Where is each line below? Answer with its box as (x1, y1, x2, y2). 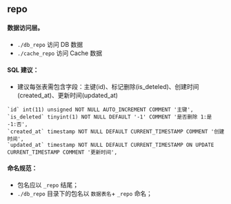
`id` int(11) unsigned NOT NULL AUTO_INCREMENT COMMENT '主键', (7, 106, 194, 113)
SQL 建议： (7, 66, 39, 74)
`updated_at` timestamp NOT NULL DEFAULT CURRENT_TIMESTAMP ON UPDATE (7, 141, 214, 148)
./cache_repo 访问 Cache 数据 (17, 49, 103, 57)
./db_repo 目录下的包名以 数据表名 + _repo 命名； (17, 190, 153, 197)
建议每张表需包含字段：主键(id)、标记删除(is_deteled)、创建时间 (17, 82, 199, 90)
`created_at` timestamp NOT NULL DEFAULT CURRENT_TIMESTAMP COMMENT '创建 (7, 128, 225, 135)
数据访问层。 (7, 23, 43, 32)
